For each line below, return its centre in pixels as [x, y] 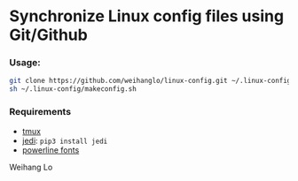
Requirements [40, 112]
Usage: [25, 63]
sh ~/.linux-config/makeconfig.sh [73, 89]
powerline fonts [51, 150]
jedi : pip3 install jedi [65, 140]
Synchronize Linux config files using [147, 16]
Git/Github [49, 35]
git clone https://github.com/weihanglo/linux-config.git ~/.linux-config [150, 81]
